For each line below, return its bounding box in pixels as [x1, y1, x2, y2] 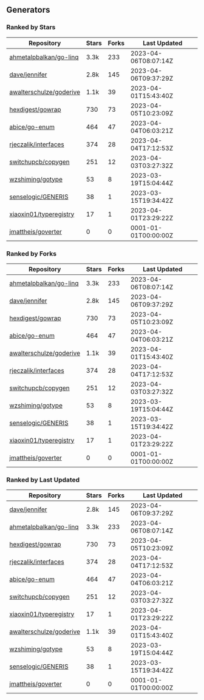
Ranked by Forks [6, 249, 56, 257]
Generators [6, 5, 50, 15]
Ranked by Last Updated [6, 475, 80, 484]
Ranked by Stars [6, 23, 56, 32]
